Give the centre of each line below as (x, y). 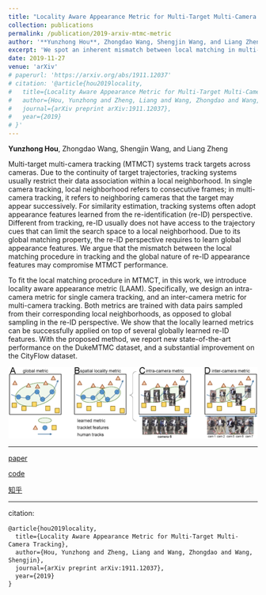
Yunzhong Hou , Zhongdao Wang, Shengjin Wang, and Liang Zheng (118, 149)
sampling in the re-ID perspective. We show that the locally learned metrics (131, 322)
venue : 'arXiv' (33, 67)
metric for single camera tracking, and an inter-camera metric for (141, 297)
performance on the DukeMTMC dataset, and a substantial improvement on (131, 347)
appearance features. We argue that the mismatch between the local (120, 248)
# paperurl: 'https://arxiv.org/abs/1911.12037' (90, 75)
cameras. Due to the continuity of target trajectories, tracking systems (123, 172)
